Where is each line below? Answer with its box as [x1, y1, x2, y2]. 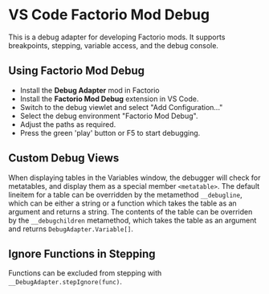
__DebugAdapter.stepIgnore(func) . [8, 277, 122, 287]
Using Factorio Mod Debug [8, 64, 145, 78]
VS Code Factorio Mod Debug [8, 6, 210, 24]
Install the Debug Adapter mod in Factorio [19, 85, 161, 95]
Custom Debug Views [8, 151, 120, 165]
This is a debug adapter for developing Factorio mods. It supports [8, 32, 226, 42]
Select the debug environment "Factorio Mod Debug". [19, 111, 198, 120]
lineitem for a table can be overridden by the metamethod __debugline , [8, 190, 243, 199]
